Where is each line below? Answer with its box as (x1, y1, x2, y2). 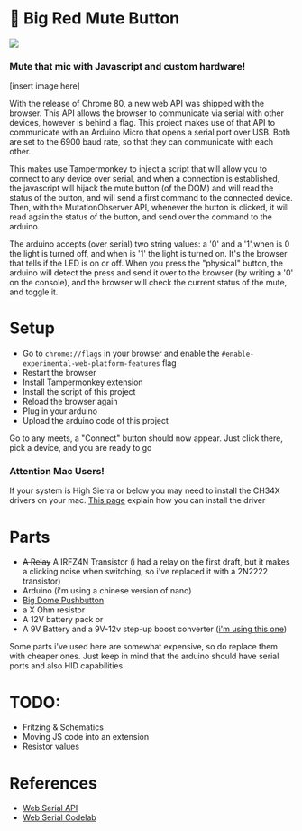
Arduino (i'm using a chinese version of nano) (22, 585, 192, 596)
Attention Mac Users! (9, 465, 105, 478)
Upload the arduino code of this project (22, 415, 169, 426)
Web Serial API (22, 803, 78, 814)
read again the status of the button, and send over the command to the (9, 211, 273, 222)
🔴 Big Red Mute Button (9, 8, 180, 29)
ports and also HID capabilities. (9, 660, 125, 671)
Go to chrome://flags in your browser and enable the (22, 348, 220, 359)
